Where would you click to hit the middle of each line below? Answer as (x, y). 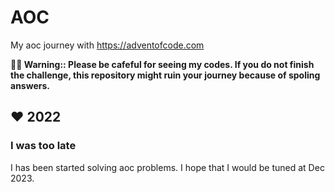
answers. (30, 85)
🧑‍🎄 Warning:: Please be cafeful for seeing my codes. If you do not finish (162, 64)
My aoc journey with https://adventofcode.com (107, 45)
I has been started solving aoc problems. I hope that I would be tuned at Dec (167, 167)
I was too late (43, 146)
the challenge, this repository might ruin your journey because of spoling (165, 75)
